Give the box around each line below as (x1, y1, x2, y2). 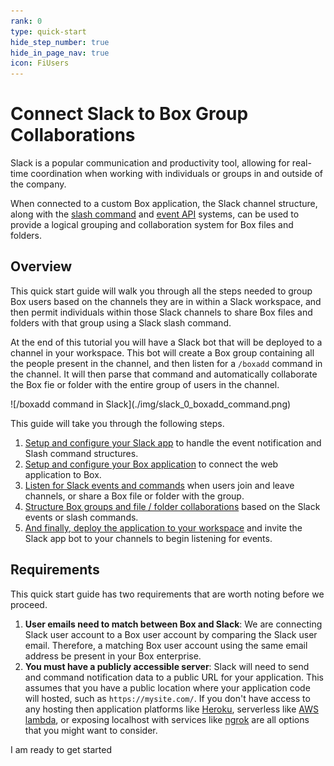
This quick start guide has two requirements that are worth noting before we (10, 588, 325, 600)
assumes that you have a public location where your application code (24, 681, 311, 694)
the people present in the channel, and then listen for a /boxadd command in (10, 357, 323, 369)
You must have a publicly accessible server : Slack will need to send (24, 660, 310, 672)
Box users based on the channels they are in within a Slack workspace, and (10, 295, 322, 307)
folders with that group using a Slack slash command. (10, 316, 232, 329)
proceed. (10, 598, 48, 610)
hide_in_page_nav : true (10, 48, 110, 58)
